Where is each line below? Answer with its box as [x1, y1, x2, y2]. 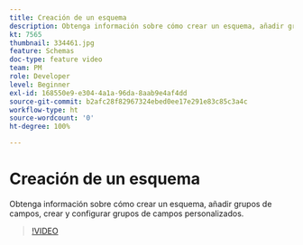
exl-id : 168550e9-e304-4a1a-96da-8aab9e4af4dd [9, 88, 188, 97]
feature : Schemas [9, 47, 75, 56]
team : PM [9, 64, 42, 73]
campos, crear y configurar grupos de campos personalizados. [9, 208, 244, 219]
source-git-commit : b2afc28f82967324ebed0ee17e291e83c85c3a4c [9, 96, 248, 106]
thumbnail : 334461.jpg [9, 38, 95, 48]
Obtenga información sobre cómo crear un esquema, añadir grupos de [9, 198, 272, 209]
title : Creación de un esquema [9, 13, 127, 23]
